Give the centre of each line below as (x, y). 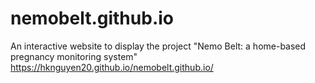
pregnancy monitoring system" (74, 56)
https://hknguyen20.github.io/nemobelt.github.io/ (112, 67)
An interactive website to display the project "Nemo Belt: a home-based (158, 46)
